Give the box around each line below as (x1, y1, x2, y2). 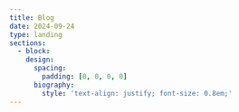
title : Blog (9, 13, 54, 23)
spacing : (33, 64, 67, 73)
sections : (9, 38, 47, 48)
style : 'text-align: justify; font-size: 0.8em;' (42, 89, 233, 98)
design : (25, 55, 54, 64)
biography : (33, 80, 75, 89)
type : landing (9, 30, 63, 39)
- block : (17, 47, 51, 56)
